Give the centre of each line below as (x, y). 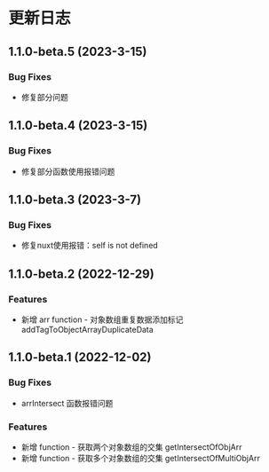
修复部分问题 (44, 97)
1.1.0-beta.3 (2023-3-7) (75, 199)
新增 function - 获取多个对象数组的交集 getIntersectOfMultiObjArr (141, 458)
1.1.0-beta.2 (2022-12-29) (81, 274)
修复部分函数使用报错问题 (68, 171)
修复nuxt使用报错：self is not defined (90, 246)
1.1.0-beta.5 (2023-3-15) (78, 51)
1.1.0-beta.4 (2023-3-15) (78, 126)
